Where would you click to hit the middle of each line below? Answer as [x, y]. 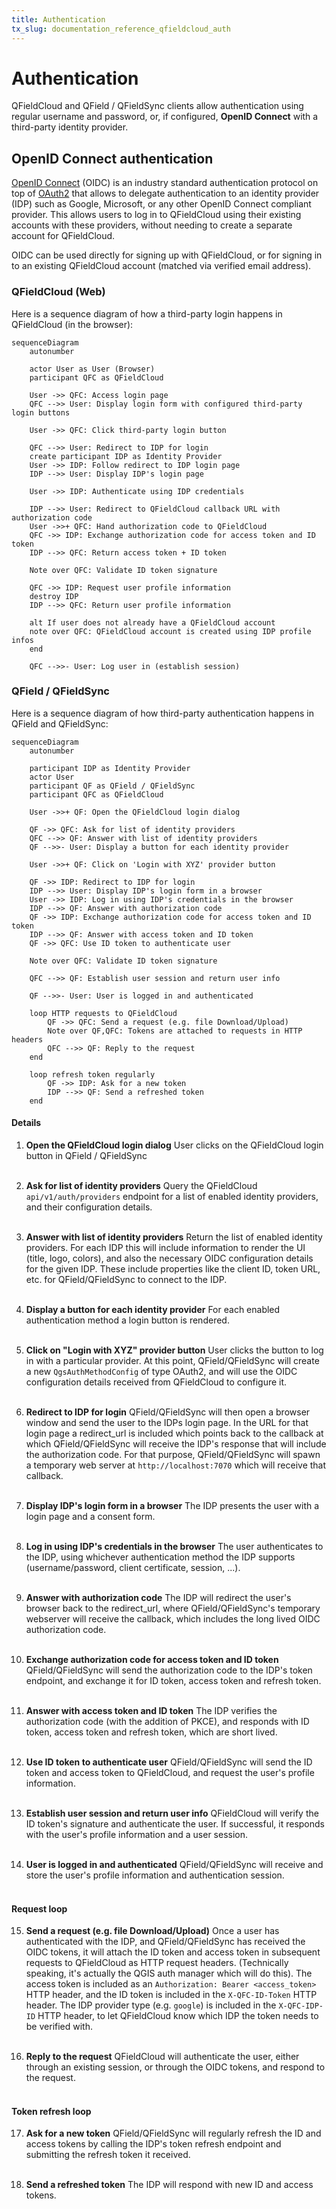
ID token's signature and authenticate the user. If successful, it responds [175, 1824]
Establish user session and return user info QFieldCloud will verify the [172, 1813]
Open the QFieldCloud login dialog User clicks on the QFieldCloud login [174, 1145]
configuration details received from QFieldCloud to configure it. [156, 1382]
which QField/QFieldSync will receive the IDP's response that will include [176, 1444]
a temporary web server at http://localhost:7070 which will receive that [176, 1465]
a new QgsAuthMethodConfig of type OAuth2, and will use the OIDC [161, 1372]
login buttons [41, 412]
